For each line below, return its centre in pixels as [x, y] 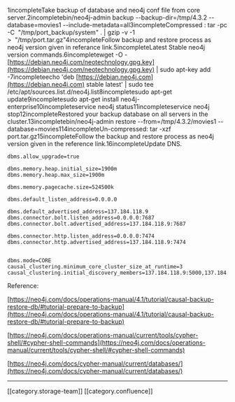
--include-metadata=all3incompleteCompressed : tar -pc [145, 25]
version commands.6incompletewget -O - [67, 55]
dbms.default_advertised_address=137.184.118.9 [78, 212]
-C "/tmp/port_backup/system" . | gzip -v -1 [71, 32]
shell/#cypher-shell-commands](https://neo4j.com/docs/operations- [107, 343]
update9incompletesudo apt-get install [63, 99]
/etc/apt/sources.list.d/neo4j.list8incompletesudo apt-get [90, 92]
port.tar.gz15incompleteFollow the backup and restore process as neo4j [111, 136]
